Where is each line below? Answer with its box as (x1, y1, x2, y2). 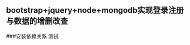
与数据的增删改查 (6, 16, 68, 26)
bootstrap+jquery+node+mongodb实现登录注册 (6, 5, 184, 16)
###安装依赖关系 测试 (6, 32, 59, 39)
